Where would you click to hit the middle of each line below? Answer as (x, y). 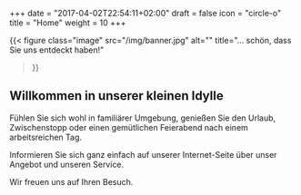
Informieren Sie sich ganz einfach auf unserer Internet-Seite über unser (143, 154)
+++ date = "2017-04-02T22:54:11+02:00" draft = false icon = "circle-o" (145, 13)
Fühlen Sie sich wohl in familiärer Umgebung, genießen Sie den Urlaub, (143, 118)
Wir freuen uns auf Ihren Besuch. (71, 181)
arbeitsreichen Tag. (46, 137)
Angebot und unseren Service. (67, 164)
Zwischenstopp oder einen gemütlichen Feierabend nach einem (129, 127)
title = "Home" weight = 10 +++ (68, 23)
